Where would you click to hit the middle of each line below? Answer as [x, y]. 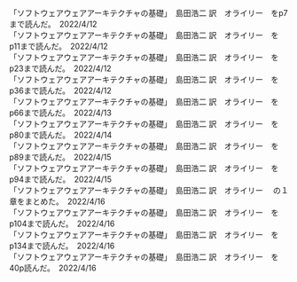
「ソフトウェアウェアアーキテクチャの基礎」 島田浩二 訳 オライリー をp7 [148, 13]
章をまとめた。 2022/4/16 [57, 201]
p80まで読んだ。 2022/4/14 [61, 135]
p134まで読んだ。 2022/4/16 [62, 246]
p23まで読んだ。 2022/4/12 [61, 68]
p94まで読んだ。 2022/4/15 [61, 179]
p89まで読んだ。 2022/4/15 [61, 157]
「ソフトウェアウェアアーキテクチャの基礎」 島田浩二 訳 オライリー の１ [149, 190]
